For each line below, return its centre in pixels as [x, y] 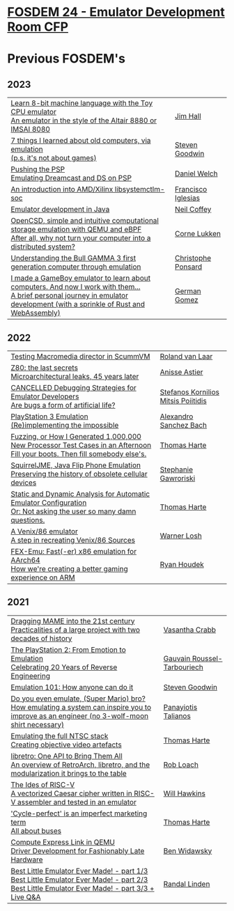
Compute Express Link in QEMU [63, 842]
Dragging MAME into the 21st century [73, 621]
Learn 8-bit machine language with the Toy [82, 103]
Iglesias [188, 198]
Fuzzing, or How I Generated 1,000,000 [76, 436]
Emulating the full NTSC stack [60, 735]
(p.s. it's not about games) [54, 158]
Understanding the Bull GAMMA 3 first [73, 258]
